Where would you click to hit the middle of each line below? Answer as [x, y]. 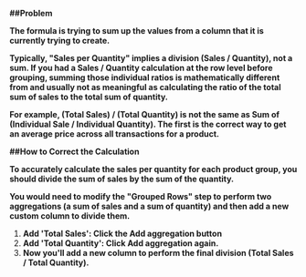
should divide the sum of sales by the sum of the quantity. [122, 179]
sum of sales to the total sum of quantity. [89, 97]
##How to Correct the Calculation [74, 151]
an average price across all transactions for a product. [115, 134]
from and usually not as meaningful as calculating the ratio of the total [145, 87]
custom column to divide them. [70, 216]
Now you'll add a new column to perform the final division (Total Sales [158, 253]
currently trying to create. [60, 41]
